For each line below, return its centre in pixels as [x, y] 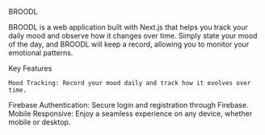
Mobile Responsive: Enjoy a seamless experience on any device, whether [130, 113]
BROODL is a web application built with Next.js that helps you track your [128, 27]
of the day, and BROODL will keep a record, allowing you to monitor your [129, 44]
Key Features [30, 68]
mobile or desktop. [40, 122]
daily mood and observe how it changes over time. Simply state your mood [133, 36]
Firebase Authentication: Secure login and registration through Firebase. [128, 105]
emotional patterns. [41, 53]
